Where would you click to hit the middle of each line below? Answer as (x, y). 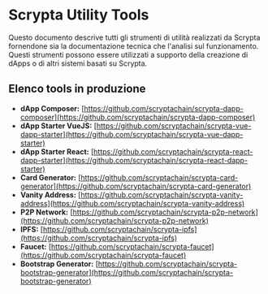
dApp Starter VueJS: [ (58, 125)
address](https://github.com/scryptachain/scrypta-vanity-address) (132, 203)
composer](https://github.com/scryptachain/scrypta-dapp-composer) (138, 117)
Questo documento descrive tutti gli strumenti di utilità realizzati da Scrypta (134, 37)
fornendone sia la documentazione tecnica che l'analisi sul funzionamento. (134, 45)
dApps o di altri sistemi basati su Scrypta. (78, 63)
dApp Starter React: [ (57, 151)
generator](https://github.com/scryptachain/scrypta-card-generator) (136, 186)
